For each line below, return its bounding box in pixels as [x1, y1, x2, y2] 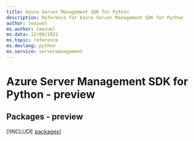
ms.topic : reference [6, 37, 59, 43]
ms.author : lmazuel [6, 26, 56, 32]
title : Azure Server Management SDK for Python [6, 9, 130, 15]
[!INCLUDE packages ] [6, 128, 61, 135]
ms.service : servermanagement [6, 49, 83, 55]
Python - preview [6, 88, 95, 101]
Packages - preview [6, 112, 83, 122]
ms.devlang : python [6, 43, 56, 49]
